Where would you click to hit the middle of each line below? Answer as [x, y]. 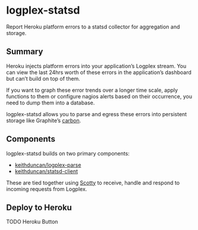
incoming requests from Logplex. [47, 189]
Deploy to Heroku [39, 207]
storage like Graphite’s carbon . [44, 120]
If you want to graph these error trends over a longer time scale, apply [92, 90]
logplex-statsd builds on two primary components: [68, 153]
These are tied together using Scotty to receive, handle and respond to [93, 183]
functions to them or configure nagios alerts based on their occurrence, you [99, 96]
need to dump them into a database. [51, 103]
